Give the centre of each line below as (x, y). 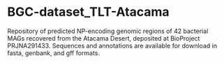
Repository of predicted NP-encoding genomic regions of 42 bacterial (108, 31)
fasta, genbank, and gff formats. (53, 53)
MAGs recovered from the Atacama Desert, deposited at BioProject (104, 38)
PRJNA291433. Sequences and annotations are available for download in (112, 45)
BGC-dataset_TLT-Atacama (88, 12)
